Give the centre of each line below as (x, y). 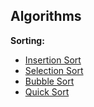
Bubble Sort (49, 81)
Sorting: (27, 40)
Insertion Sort (53, 60)
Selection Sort (54, 70)
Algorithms (46, 16)
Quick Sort (47, 91)
